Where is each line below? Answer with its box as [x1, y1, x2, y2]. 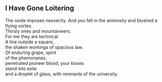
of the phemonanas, [5, 55, 47, 61]
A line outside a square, [5, 39, 54, 45]
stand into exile [5, 65, 37, 71]
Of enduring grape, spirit [5, 49, 56, 55]
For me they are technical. [5, 33, 59, 39]
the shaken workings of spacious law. [5, 44, 84, 50]
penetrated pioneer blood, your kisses [5, 60, 85, 66]
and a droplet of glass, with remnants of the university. [5, 70, 118, 77]
